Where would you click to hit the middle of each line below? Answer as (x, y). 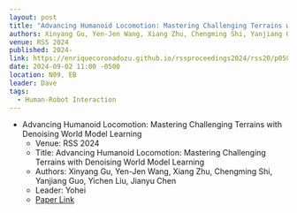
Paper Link (55, 200)
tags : (19, 91)
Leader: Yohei (61, 190)
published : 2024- (41, 50)
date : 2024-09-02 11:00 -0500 (65, 67)
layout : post (33, 17)
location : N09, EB (43, 75)
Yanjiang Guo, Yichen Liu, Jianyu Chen (106, 181)
